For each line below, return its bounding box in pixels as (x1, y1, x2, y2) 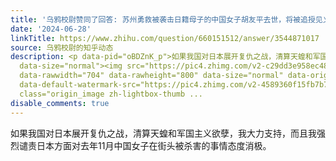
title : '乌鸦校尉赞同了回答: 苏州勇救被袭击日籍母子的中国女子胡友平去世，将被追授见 (10, 14, 323, 25)
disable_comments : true (10, 98, 110, 108)
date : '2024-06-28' (10, 24, 92, 34)
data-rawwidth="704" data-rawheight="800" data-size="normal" (19, 71, 284, 81)
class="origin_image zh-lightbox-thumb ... (19, 89, 203, 99)
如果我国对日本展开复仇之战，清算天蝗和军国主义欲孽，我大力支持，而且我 (10, 127, 317, 139)
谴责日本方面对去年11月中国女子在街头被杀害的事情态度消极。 (18, 139, 272, 151)
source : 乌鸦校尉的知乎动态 (10, 42, 114, 53)
